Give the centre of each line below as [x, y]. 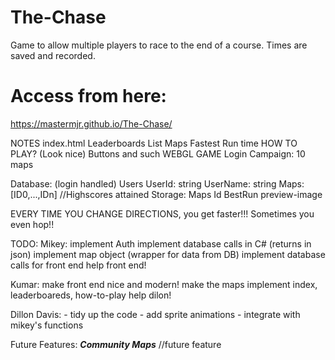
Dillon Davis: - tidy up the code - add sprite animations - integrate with [155, 314]
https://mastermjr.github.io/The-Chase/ [91, 123]
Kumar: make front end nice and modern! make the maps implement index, [164, 284]
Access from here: [88, 96]
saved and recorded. [53, 55]
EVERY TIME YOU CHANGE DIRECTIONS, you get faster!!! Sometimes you [162, 213]
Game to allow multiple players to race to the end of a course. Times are [159, 45]
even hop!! [32, 224]
